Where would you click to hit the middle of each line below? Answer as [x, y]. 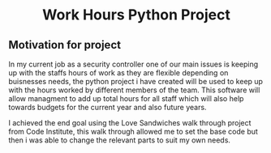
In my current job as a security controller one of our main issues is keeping [133, 64]
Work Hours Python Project [136, 15]
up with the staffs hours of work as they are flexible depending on [118, 73]
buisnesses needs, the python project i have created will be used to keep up [136, 81]
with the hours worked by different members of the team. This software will [134, 90]
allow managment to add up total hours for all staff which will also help [126, 98]
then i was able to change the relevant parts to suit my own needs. [120, 140]
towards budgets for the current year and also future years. [108, 107]
